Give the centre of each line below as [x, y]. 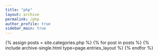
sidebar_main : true [26, 28]
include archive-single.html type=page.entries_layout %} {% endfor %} [79, 48]
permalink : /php [22, 19]
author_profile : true [28, 24]
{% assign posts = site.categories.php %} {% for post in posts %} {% [77, 42]
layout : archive [22, 14]
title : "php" [19, 10]
